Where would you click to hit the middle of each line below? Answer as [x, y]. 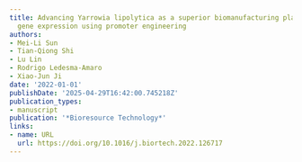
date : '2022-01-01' [46, 85]
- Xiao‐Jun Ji [36, 76]
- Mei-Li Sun [34, 43]
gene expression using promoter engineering [102, 26]
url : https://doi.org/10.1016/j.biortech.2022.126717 [120, 143]
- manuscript [34, 110]
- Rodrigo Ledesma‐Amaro [56, 68]
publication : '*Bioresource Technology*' [88, 118]
